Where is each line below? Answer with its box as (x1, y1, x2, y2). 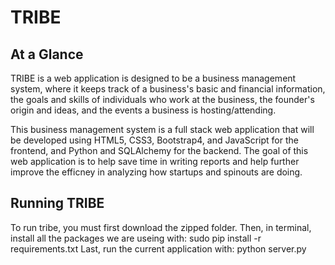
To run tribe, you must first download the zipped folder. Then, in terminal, (10, 221, 312, 233)
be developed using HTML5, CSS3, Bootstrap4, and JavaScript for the (10, 134, 299, 146)
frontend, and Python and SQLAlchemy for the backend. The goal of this (10, 145, 309, 156)
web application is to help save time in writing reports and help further (10, 156, 300, 167)
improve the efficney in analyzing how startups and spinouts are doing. (10, 166, 303, 178)
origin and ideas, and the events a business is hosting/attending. (10, 104, 277, 116)
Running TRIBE (10, 195, 105, 212)
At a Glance (10, 46, 84, 63)
